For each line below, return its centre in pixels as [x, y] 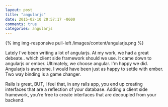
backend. [15, 100]
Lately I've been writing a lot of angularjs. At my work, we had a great [77, 53]
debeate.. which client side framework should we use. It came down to [78, 58]
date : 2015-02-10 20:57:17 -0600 [40, 19]
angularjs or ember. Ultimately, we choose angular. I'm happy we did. [77, 64]
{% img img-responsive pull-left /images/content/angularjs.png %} [75, 43]
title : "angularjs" [26, 15]
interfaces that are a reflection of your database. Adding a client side [76, 89]
